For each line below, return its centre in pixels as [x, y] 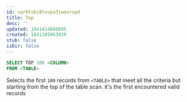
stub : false [21, 40]
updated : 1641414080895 [37, 29]
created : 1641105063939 [37, 35]
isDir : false [23, 46]
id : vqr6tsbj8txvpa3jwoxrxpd [43, 12]
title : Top [20, 18]
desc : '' [17, 23]
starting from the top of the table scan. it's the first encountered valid [93, 87]
